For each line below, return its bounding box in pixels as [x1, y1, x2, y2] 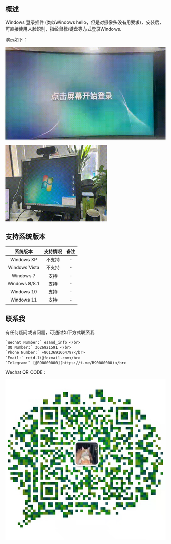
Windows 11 [10, 296, 37, 303]
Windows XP [10, 256, 37, 262]
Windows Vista [8, 264, 40, 270]
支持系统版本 [5, 232, 46, 241]
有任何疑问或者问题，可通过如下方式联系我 [5, 329, 95, 335]
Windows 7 [12, 273, 36, 279]
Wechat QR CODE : [5, 369, 45, 375]
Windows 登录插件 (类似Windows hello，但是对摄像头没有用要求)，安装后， [5, 19, 164, 25]
